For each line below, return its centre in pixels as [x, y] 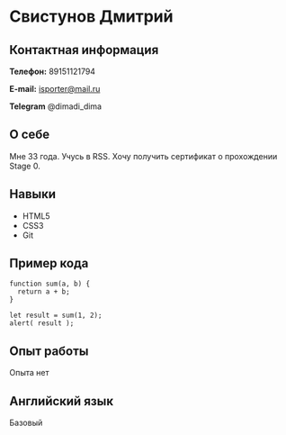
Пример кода [49, 263]
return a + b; [44, 292]
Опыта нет [29, 373]
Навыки [33, 194]
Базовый [26, 423]
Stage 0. [25, 166]
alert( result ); [42, 323]
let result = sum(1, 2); [56, 316]
